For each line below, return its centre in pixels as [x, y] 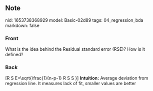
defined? [14, 55]
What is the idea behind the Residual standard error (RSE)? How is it [75, 49]
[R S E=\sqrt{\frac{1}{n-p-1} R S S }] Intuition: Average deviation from [77, 78]
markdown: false [22, 25]
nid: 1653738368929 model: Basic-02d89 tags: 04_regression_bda [74, 20]
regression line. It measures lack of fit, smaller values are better [71, 84]
